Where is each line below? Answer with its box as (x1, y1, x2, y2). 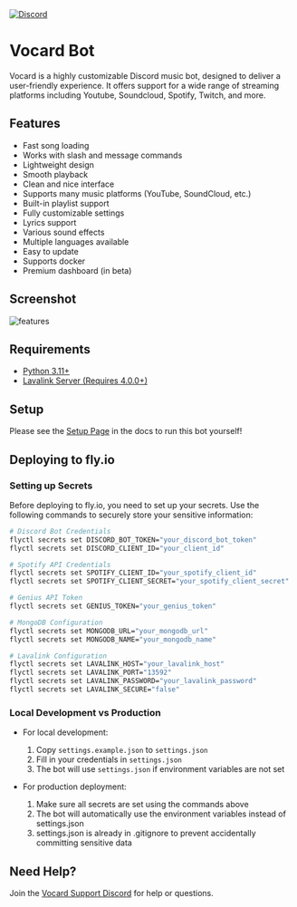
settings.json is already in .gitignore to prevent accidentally (35, 828, 256, 839)
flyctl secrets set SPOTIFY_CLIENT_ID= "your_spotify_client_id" (9, 568, 257, 578)
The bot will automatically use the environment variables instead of (35, 808, 287, 819)
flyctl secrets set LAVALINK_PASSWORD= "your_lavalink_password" (9, 677, 257, 686)
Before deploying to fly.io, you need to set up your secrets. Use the (9, 499, 260, 510)
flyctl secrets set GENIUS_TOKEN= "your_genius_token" (9, 602, 217, 611)
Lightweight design (22, 159, 95, 170)
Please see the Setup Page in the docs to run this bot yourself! (9, 426, 243, 437)
